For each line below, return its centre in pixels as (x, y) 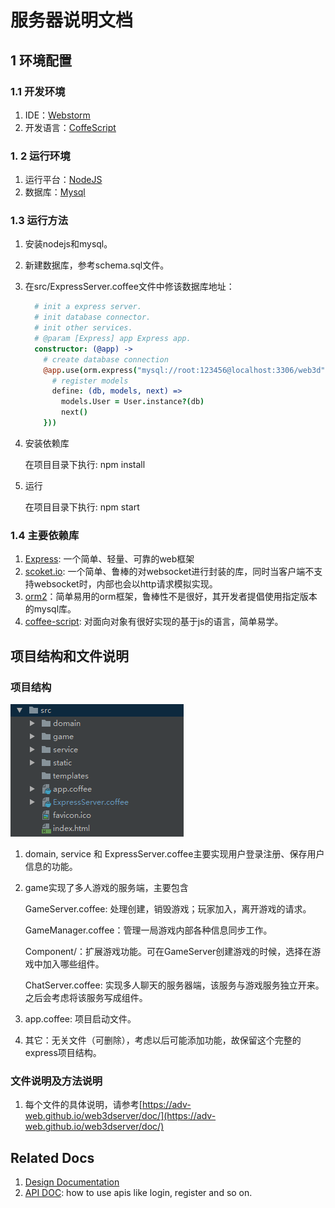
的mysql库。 (50, 609)
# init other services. (83, 328)
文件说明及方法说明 (56, 1081)
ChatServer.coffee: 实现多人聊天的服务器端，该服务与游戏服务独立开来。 (174, 985)
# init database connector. (93, 317)
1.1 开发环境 (38, 91)
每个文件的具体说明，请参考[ (83, 1105)
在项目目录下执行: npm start (82, 507)
